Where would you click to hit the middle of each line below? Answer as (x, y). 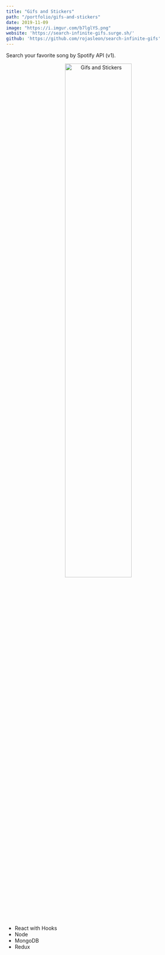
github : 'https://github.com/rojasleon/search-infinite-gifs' (83, 39)
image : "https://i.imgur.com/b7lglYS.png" (59, 28)
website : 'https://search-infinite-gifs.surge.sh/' (70, 33)
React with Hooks (36, 928)
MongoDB (27, 941)
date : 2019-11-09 (27, 22)
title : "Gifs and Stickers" (40, 11)
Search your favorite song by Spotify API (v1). (61, 55)
